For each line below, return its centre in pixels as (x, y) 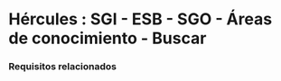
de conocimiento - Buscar (108, 38)
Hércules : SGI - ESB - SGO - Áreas (140, 19)
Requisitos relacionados (62, 67)
